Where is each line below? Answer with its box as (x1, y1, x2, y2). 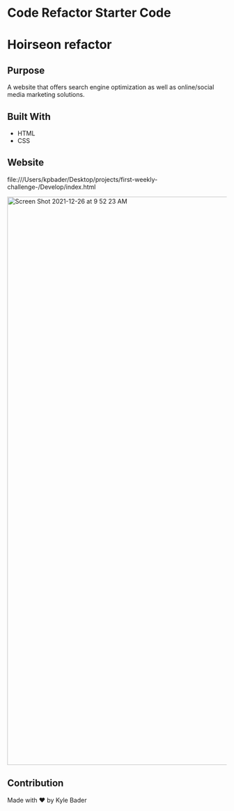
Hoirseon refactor (7, 37, 112, 53)
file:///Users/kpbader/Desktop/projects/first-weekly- (7, 175, 158, 183)
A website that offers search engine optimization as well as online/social (7, 83, 214, 91)
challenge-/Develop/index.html (7, 183, 96, 191)
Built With (7, 110, 51, 123)
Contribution (7, 778, 64, 789)
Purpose (7, 64, 45, 76)
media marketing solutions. (7, 91, 85, 99)
